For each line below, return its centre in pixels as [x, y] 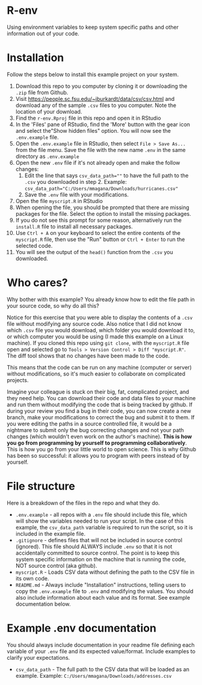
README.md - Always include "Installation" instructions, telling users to [101, 585]
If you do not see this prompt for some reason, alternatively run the [99, 220]
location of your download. [49, 111]
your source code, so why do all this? [53, 306]
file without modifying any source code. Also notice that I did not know [94, 324]
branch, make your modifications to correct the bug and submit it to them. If [101, 417]
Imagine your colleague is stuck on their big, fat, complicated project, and [98, 392]
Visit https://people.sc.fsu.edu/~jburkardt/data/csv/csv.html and [95, 99]
